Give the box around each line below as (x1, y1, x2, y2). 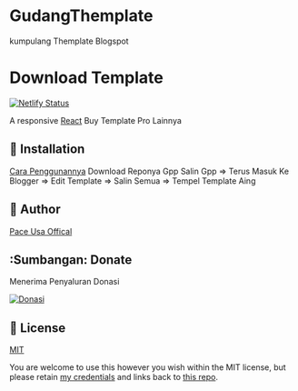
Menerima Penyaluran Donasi (9, 276, 120, 287)
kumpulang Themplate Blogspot (9, 35, 129, 46)
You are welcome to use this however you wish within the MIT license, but (9, 362, 286, 373)
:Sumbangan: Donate (9, 252, 133, 267)
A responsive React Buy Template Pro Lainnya (9, 115, 182, 125)
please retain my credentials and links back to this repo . (9, 372, 219, 383)
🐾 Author (9, 202, 61, 217)
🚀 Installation (9, 142, 85, 157)
